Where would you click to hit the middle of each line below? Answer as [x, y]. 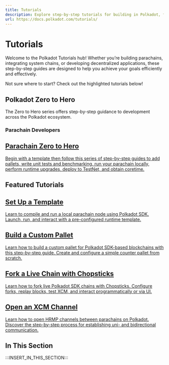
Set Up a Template [34, 202]
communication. [22, 330]
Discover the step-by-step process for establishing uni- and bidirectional [80, 324]
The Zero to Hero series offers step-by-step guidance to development [78, 112]
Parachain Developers [33, 130]
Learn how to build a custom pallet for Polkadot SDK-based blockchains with [84, 247]
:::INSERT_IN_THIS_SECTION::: [37, 358]
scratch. [14, 258]
